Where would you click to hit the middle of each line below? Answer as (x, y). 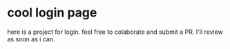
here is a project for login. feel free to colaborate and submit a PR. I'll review (115, 32)
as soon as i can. (31, 39)
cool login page (52, 13)
